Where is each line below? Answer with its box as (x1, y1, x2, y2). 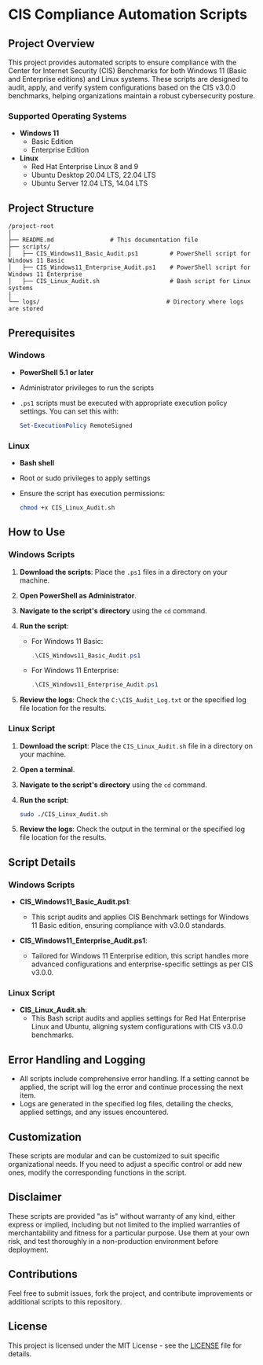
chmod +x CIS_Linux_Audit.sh (19, 503, 115, 512)
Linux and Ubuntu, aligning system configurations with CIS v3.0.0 (31, 1022, 243, 1032)
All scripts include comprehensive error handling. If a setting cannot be (19, 1074, 250, 1084)
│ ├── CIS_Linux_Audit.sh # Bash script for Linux (8, 278, 251, 285)
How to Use (8, 525, 66, 539)
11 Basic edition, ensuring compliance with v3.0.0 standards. (31, 921, 226, 930)
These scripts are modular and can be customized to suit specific (8, 1151, 220, 1161)
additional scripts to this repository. (8, 1297, 122, 1306)
